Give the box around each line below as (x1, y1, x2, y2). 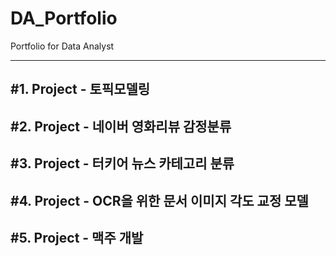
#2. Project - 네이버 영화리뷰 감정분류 (10, 118, 232, 135)
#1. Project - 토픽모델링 (10, 81, 151, 98)
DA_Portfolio (10, 7, 118, 30)
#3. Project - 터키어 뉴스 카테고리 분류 (10, 155, 235, 172)
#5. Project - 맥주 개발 (10, 229, 144, 246)
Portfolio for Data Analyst (10, 40, 115, 52)
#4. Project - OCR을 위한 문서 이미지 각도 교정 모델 (10, 192, 309, 209)
